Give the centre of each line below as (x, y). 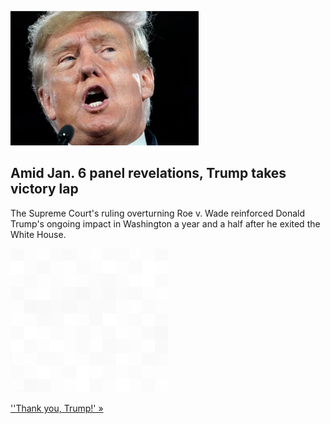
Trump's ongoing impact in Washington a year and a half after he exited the (165, 223)
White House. (38, 234)
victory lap (44, 189)
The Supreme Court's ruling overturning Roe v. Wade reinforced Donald (158, 213)
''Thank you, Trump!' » (57, 408)
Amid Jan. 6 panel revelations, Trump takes (148, 173)
